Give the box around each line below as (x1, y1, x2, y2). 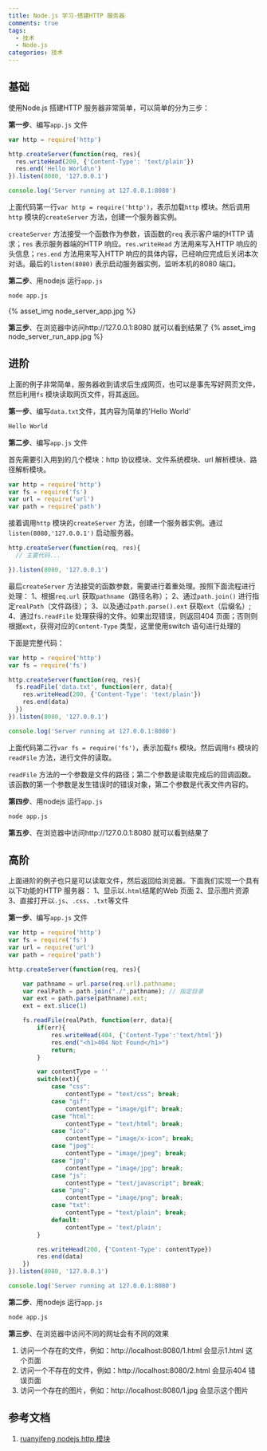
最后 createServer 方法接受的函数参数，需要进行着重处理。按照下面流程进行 (8, 581, 256, 591)
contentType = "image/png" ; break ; (65, 1193, 183, 1202)
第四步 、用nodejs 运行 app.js (8, 796, 104, 806)
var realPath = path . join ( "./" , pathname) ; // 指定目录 (22, 987, 204, 995)
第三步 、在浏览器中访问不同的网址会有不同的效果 (8, 1328, 169, 1338)
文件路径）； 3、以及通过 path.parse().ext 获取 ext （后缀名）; (50, 601, 252, 611)
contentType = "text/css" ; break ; (65, 1090, 180, 1099)
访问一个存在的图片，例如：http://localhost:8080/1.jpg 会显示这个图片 (19, 1385, 249, 1395)
